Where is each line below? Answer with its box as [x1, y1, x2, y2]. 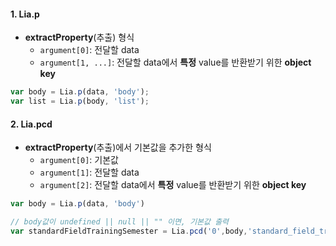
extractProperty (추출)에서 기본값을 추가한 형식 [24, 141, 212, 154]
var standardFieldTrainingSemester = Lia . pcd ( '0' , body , [10, 226, 248, 236]
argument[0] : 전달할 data [39, 44, 140, 56]
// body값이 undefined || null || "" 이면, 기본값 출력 [10, 217, 230, 227]
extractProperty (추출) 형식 [24, 31, 135, 44]
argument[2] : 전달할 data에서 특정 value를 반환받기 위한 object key [39, 179, 307, 191]
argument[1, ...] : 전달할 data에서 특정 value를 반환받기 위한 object [39, 56, 312, 69]
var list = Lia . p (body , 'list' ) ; [10, 96, 150, 107]
